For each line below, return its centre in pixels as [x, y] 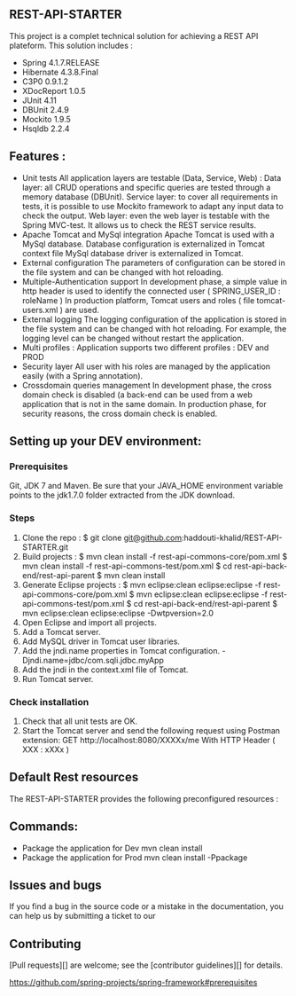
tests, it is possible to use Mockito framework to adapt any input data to [152, 206]
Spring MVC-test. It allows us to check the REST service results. [139, 224]
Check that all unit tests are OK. [80, 721]
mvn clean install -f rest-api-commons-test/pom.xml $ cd [127, 566]
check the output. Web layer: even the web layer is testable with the [146, 216]
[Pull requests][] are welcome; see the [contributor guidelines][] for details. [146, 965]
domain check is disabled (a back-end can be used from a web [137, 395]
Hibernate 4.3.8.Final [60, 72]
